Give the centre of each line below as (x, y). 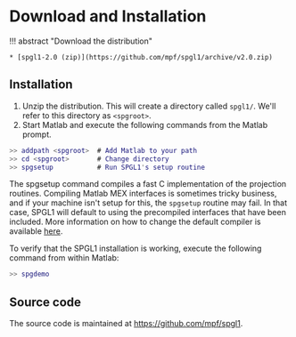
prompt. (37, 134)
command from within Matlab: (64, 258)
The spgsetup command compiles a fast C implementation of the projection (148, 184)
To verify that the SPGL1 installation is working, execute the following (136, 249)
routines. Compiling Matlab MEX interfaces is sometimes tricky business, (143, 194)
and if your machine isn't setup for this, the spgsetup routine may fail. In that (148, 203)
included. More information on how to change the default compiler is (135, 222)
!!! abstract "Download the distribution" (81, 41)
